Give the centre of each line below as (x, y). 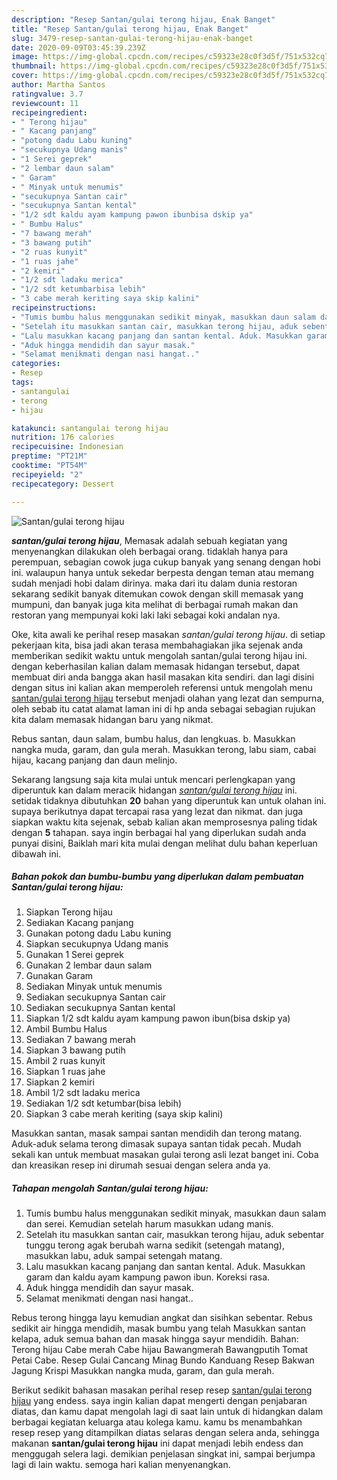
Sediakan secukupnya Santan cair (96, 997)
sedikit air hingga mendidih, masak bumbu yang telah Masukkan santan (158, 1328)
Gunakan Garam (59, 976)
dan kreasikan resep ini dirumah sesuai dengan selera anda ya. (141, 1165)
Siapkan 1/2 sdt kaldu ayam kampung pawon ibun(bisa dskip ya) (158, 1018)
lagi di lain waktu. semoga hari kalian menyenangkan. (121, 1465)
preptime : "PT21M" (49, 456)
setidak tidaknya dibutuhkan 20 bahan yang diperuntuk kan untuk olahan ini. (169, 800)
